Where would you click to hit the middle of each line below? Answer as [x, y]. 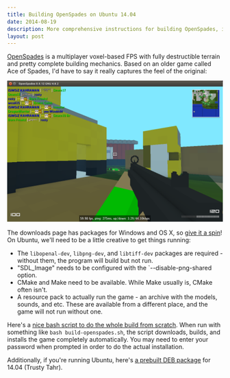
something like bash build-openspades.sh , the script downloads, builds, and [114, 332]
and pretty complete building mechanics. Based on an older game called [109, 64]
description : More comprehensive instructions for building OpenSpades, [113, 29]
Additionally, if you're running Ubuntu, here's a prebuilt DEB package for [109, 360]
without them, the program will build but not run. [85, 261]
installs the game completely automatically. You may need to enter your [108, 340]
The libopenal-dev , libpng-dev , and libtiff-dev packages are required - [120, 253]
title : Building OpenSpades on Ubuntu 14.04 [72, 14]
